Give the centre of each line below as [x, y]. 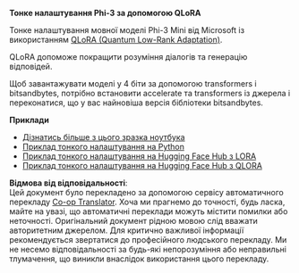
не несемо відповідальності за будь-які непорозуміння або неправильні [148, 249]
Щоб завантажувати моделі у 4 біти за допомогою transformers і [133, 83]
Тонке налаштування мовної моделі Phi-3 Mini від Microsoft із [127, 30]
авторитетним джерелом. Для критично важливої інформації [127, 230]
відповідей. [31, 66]
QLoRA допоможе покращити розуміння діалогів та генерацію [128, 57]
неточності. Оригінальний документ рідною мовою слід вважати [133, 221]
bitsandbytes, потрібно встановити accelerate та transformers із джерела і [150, 93]
